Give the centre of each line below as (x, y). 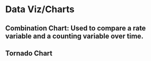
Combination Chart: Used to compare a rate (75, 28)
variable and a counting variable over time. (74, 36)
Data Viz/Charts (40, 9)
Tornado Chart (29, 53)
